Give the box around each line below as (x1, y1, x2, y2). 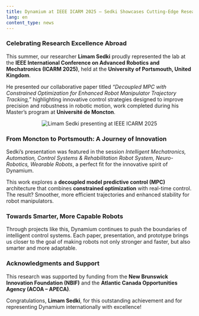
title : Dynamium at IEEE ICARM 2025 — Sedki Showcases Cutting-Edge (6, 8, 179, 15)
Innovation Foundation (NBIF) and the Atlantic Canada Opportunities (6, 279, 178, 286)
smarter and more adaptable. (6, 244, 77, 252)
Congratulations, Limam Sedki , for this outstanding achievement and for (6, 297, 182, 304)
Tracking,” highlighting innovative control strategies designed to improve (6, 95, 184, 103)
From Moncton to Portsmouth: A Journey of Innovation (6, 135, 167, 143)
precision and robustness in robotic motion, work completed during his (6, 102, 179, 109)
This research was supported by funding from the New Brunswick (6, 273, 169, 280)
